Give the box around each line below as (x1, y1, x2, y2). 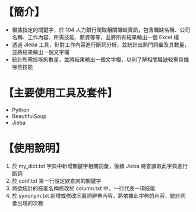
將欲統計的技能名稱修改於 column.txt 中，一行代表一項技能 (11, 185, 156, 192)
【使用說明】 (3, 142, 67, 155)
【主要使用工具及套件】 (3, 87, 118, 100)
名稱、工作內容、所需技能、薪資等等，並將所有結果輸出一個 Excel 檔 (11, 33, 179, 40)
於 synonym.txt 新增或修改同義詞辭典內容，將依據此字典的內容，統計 (11, 192, 181, 199)
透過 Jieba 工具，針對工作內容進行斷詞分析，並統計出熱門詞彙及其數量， (11, 41, 190, 48)
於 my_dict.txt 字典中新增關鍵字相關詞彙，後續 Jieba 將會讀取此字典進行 (11, 162, 188, 169)
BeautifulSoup (11, 112, 47, 119)
